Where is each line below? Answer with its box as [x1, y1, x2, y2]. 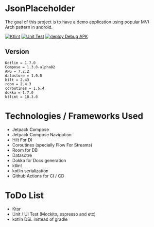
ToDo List [5, 190, 44, 201]
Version [5, 48, 29, 56]
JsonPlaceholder [5, 3, 75, 14]
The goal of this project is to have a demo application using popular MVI [5, 19, 149, 25]
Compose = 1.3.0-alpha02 [5, 65, 55, 69]
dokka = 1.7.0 [5, 90, 34, 95]
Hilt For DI [12, 137, 33, 143]
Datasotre [12, 152, 32, 158]
